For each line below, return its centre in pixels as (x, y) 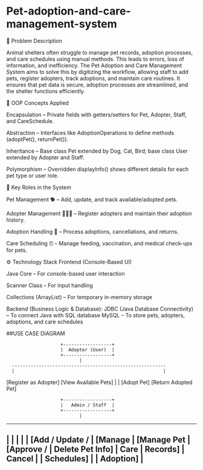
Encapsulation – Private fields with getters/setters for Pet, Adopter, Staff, (96, 114)
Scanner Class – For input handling (50, 285)
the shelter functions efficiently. (46, 91)
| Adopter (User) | (87, 349)
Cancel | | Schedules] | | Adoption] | (75, 459)
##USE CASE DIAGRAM (36, 333)
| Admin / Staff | (87, 405)
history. (16, 220)
